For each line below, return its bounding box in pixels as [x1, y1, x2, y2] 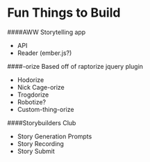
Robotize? [17, 97, 47, 106]
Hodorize [17, 75, 44, 84]
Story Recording [17, 139, 65, 147]
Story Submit [17, 147, 55, 155]
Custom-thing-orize [17, 105, 74, 113]
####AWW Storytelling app [7, 28, 86, 36]
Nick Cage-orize [17, 83, 65, 91]
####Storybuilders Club [7, 118, 76, 127]
